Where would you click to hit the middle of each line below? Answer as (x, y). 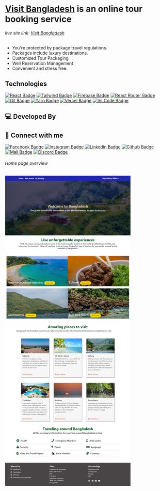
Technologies (26, 84)
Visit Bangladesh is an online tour (74, 9)
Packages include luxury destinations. (50, 53)
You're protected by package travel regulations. (60, 48)
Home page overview (26, 163)
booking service (38, 19)
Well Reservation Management (43, 63)
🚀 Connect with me (34, 135)
